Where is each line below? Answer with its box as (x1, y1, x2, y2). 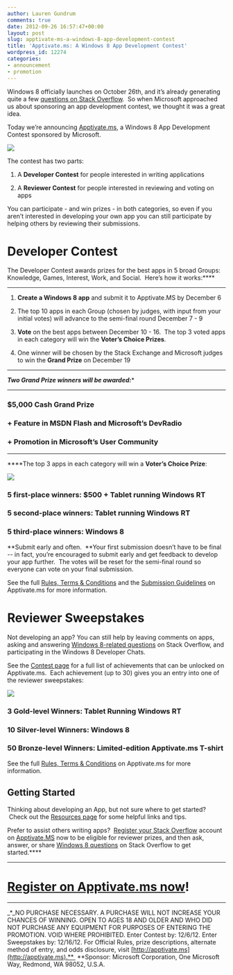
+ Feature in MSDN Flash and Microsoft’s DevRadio (7, 418, 182, 428)
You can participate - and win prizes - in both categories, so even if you (7, 204, 213, 212)
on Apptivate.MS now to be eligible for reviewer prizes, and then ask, (7, 833, 205, 842)
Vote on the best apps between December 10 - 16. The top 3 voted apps (17, 328, 226, 337)
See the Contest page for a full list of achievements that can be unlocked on (7, 661, 225, 670)
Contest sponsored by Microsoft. (7, 130, 102, 139)
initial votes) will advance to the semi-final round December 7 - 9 (17, 314, 203, 323)
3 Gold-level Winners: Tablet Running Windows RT (7, 706, 182, 715)
